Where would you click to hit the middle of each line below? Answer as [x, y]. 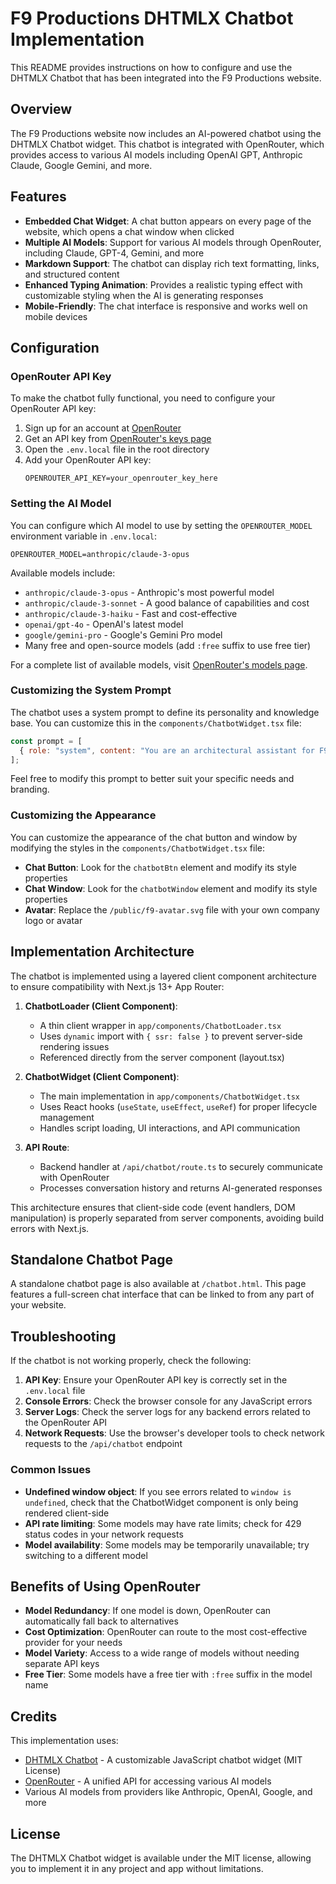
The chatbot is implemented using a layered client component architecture [163, 976]
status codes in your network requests [104, 1534]
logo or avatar [53, 920]
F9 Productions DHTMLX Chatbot [152, 18]
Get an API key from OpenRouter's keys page [118, 439]
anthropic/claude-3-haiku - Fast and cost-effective [131, 613]
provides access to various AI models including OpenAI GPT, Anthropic [156, 154]
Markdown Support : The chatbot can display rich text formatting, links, [172, 263]
